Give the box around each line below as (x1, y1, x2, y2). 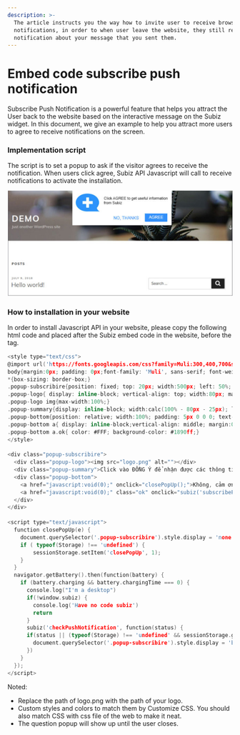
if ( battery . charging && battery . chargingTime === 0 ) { (20, 579, 191, 586)
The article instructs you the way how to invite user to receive (14, 19, 216, 26)
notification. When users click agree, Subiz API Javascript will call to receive (7, 169, 232, 178)
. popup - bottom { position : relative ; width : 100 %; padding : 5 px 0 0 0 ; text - (7, 413, 235, 421)
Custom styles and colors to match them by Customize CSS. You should (17, 704, 230, 712)
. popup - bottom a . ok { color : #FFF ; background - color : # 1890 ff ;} (7, 429, 200, 436)
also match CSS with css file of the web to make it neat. (17, 711, 182, 720)
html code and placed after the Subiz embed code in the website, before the (7, 331, 232, 339)
